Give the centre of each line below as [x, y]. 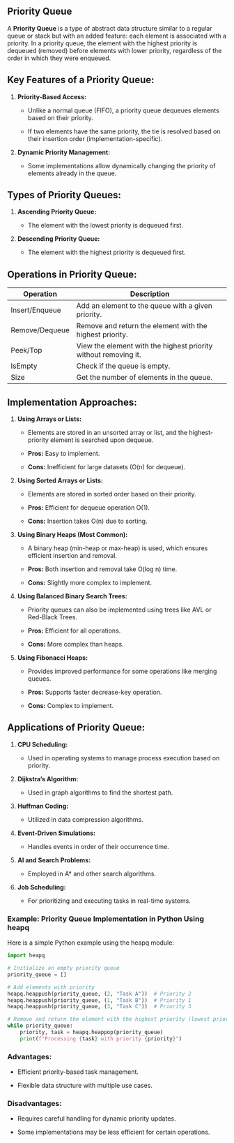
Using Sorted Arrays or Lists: [60, 480]
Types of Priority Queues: [64, 195]
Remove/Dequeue [40, 330]
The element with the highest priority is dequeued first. [107, 252]
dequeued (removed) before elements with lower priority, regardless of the [115, 50]
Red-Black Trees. [53, 617]
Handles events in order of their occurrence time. [98, 846]
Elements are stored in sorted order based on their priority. [112, 494]
